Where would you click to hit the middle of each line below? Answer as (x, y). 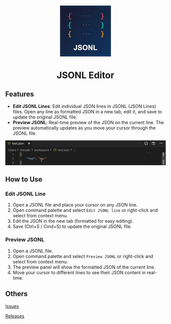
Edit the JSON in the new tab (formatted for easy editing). (73, 221)
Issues (12, 306)
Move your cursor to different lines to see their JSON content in (79, 272)
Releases (15, 316)
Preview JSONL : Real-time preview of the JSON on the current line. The (88, 122)
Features (20, 94)
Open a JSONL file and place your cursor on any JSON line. (75, 205)
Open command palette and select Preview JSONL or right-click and (83, 256)
